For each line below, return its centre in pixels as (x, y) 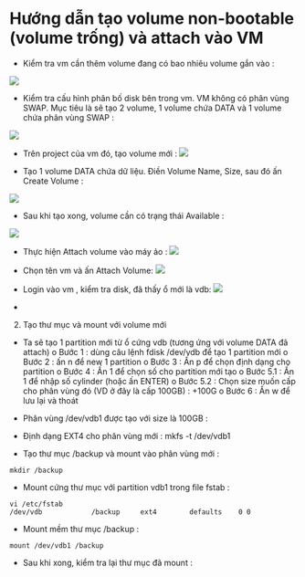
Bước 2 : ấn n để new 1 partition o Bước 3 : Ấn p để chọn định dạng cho (156, 362)
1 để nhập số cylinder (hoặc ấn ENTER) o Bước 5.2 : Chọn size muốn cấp (159, 381)
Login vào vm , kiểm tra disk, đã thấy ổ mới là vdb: (117, 289)
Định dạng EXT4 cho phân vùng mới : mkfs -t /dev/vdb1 (126, 435)
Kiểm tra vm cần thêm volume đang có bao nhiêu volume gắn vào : (148, 63)
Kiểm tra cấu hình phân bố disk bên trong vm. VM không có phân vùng (156, 98)
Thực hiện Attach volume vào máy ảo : (95, 251)
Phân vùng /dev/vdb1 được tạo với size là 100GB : (115, 418)
